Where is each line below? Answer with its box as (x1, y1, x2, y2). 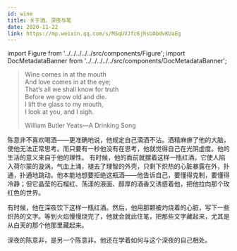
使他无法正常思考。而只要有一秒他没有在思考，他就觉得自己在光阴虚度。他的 (7, 145, 230, 153)
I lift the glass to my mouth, (24, 100, 104, 109)
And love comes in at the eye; (24, 78, 111, 86)
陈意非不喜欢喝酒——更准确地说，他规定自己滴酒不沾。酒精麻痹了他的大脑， (7, 136, 230, 144)
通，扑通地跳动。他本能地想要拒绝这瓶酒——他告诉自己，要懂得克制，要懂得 (7, 171, 230, 179)
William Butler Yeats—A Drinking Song (24, 121, 136, 130)
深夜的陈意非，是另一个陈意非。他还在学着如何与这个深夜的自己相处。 (7, 236, 212, 245)
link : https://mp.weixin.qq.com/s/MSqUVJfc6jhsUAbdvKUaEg (7, 30, 181, 37)
